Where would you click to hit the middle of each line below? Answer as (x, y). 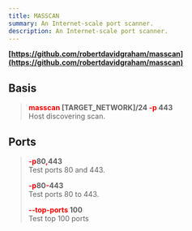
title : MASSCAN (34, 16)
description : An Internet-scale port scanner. (88, 31)
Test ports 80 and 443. (66, 170)
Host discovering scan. (67, 116)
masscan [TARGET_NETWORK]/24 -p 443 (100, 108)
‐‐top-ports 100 (55, 210)
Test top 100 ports (58, 218)
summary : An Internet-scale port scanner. (81, 24)
